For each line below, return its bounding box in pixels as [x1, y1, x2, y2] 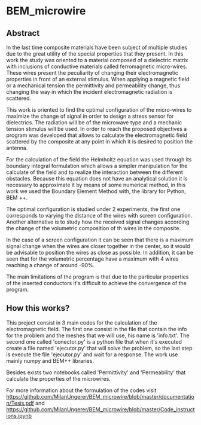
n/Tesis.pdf [6, 399, 34, 406]
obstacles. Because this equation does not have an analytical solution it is [6, 175, 188, 182]
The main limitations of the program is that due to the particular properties [6, 273, 189, 280]
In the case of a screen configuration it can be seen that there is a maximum [6, 236, 194, 243]
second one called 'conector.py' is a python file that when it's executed [6, 338, 182, 345]
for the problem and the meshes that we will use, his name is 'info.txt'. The [6, 332, 190, 339]
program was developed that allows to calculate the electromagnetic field [6, 132, 187, 139]
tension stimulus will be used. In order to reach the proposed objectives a [6, 126, 187, 132]
